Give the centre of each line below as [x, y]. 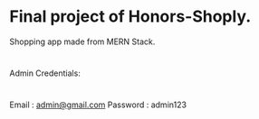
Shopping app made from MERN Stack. [82, 41]
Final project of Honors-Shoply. [130, 17]
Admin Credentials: [45, 73]
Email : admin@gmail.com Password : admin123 [98, 105]
